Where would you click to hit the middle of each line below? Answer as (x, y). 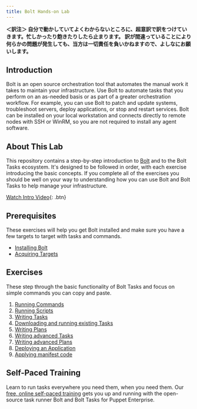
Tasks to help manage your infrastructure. (57, 186)
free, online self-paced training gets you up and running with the (84, 393)
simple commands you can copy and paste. (59, 293)
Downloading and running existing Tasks (64, 323)
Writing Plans (31, 329)
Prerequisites (31, 216)
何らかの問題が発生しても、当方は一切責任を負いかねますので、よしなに (93, 44)
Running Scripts (34, 311)
